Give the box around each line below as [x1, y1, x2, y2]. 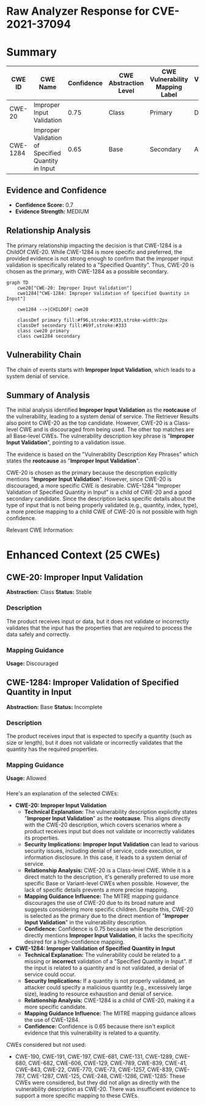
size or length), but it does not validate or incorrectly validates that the [6, 739, 183, 746]
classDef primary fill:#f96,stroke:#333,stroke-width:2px [17, 317, 168, 323]
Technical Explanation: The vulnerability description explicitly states [24, 808, 198, 816]
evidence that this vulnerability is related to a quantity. [24, 1029, 160, 1036]
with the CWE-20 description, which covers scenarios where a [24, 821, 182, 828]
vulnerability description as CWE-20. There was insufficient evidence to [15, 1085, 196, 1093]
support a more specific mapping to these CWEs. [15, 1092, 139, 1099]
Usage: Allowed [6, 775, 47, 782]
